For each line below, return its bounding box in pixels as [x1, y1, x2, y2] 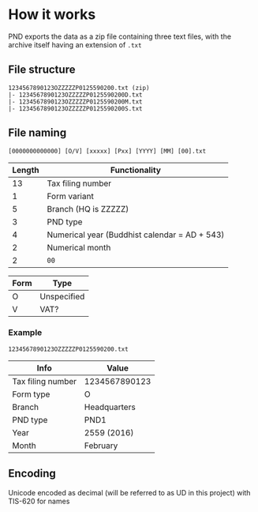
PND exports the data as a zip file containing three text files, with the [8, 32, 231, 41]
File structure [8, 63, 76, 77]
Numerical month [47, 242, 111, 253]
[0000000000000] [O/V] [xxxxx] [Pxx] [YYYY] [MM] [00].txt [8, 147, 207, 155]
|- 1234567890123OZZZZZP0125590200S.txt [8, 104, 144, 112]
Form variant [47, 190, 95, 201]
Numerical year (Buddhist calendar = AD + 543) [47, 229, 225, 240]
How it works [8, 6, 96, 24]
